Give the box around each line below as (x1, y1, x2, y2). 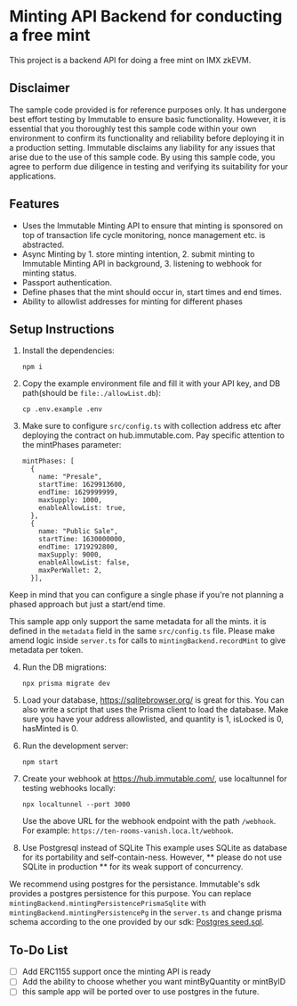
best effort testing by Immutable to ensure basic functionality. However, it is (9, 113, 286, 124)
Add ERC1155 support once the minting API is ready (21, 966, 212, 977)
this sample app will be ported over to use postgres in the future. (21, 986, 260, 997)
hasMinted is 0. (21, 723, 78, 734)
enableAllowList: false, (38, 558, 131, 567)
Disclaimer (9, 80, 70, 95)
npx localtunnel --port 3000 (21, 800, 131, 809)
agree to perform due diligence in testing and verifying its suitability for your (9, 161, 289, 171)
